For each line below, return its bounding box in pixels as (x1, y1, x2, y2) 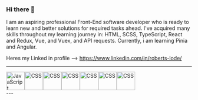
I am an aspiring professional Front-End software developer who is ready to (6, 19, 190, 26)
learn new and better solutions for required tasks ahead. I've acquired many (6, 25, 190, 32)
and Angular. (6, 43, 37, 50)
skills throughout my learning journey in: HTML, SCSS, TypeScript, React (6, 31, 183, 38)
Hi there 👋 (6, 5, 35, 13)
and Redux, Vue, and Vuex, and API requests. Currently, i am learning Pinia (6, 37, 188, 44)
